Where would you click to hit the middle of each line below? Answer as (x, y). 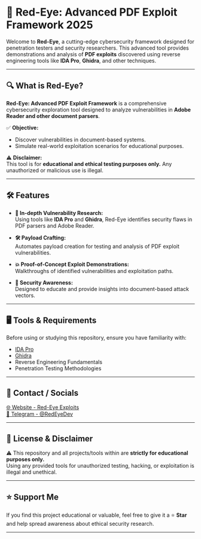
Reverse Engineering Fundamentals (59, 362)
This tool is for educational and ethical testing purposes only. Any (89, 163)
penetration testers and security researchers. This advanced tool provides (98, 48)
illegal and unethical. (32, 472)
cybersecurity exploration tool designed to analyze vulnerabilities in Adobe (99, 110)
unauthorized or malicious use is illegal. (55, 170)
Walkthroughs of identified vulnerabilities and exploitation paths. (94, 271)
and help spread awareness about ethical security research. (80, 523)
